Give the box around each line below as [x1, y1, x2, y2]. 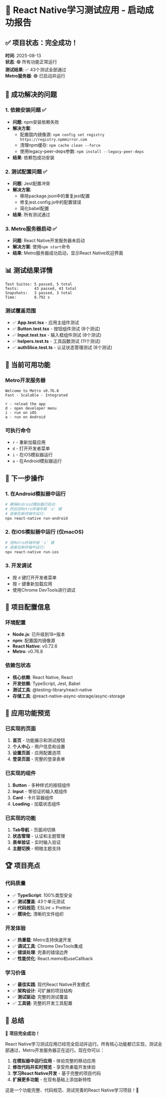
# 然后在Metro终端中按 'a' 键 [5, 506, 62, 511]
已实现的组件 [5, 770, 36, 777]
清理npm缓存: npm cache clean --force [19, 142, 101, 148]
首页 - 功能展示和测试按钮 [12, 737, 66, 743]
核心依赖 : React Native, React [12, 674, 73, 680]
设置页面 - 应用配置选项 [12, 750, 61, 756]
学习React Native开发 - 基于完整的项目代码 [12, 1071, 101, 1077]
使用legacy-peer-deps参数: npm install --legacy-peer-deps [19, 148, 144, 154]
